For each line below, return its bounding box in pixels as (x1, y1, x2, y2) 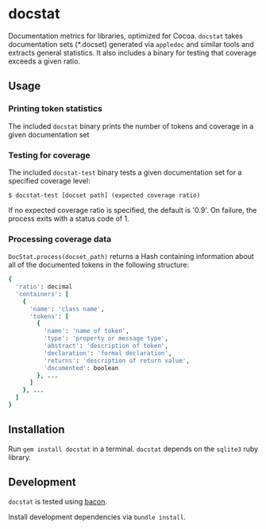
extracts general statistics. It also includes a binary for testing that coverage (8, 48, 256, 57)
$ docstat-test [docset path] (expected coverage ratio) (8, 191, 201, 199)
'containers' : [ (15, 290, 69, 298)
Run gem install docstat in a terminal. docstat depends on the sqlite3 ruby (8, 444, 259, 454)
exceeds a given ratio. (8, 56, 81, 66)
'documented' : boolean (43, 364, 119, 372)
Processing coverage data (8, 234, 112, 245)
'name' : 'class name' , (29, 305, 105, 313)
